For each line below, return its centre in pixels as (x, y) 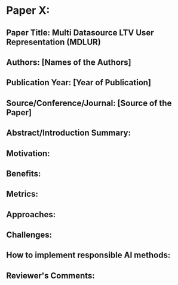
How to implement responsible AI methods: (88, 255)
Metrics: (22, 194)
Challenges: (29, 235)
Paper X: (28, 10)
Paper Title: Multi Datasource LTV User (80, 33)
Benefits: (24, 174)
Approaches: (31, 214)
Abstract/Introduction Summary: (69, 133)
